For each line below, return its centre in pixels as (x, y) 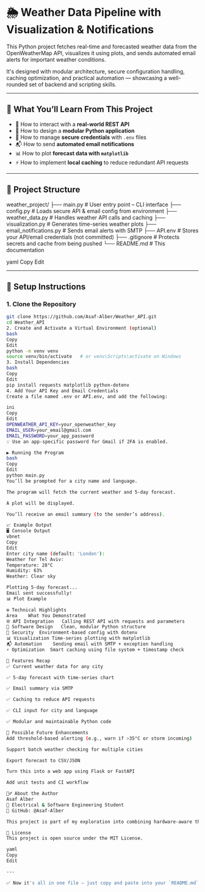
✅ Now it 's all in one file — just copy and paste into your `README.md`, (104, 883)
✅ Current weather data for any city (55, 666)
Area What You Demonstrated (46, 615)
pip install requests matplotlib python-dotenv (68, 385)
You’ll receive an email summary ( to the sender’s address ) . (86, 514)
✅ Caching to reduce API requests (51, 700)
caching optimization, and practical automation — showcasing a (87, 78)
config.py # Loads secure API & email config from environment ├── (92, 211)
